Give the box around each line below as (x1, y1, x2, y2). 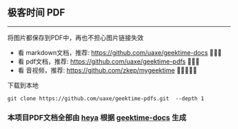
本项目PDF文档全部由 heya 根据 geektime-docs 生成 (7, 112, 186, 122)
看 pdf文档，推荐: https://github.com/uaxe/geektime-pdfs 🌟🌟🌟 (17, 57, 200, 66)
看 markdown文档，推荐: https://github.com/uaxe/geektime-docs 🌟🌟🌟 (17, 48, 222, 56)
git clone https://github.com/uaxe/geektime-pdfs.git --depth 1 (7, 94, 204, 102)
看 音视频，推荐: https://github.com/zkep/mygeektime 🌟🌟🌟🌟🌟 (17, 66, 198, 74)
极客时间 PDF (7, 6, 66, 19)
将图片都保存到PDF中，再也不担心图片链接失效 (7, 33, 144, 42)
